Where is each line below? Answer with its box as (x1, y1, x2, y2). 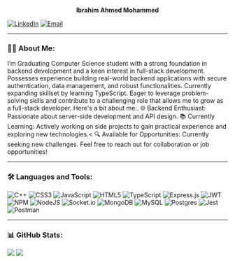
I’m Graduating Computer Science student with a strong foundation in (7, 59, 208, 68)
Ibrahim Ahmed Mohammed (76, 6, 159, 14)
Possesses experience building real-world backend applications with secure (7, 74, 227, 83)
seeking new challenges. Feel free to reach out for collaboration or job (7, 140, 210, 149)
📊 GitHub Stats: (7, 230, 63, 240)
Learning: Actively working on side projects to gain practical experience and (7, 122, 227, 131)
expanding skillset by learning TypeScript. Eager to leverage (7, 89, 180, 97)
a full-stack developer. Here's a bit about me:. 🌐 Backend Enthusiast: (7, 104, 206, 113)
